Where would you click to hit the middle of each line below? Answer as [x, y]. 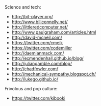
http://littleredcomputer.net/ [40, 27]
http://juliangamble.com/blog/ [42, 64]
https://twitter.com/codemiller [42, 48]
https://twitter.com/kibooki [38, 98]
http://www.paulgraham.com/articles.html [54, 32]
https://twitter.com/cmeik [37, 43]
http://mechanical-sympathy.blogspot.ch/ [54, 74]
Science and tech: [23, 7]
